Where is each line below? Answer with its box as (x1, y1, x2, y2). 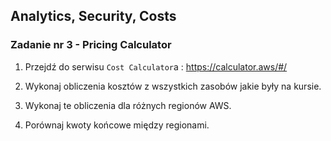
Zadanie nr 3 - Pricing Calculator (10, 38, 172, 52)
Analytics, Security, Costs (10, 8, 177, 25)
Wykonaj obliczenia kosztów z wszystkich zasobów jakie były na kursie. (24, 80, 322, 92)
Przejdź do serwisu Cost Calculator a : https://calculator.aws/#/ (24, 60, 288, 73)
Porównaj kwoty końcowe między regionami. (24, 119, 210, 131)
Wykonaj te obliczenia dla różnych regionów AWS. (24, 99, 232, 111)
